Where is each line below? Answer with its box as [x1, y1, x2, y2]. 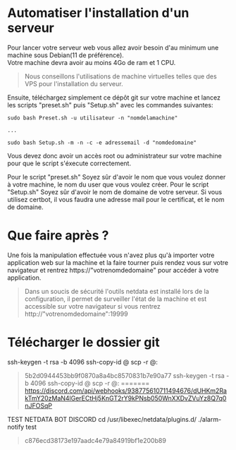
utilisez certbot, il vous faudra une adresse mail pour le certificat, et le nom [7, 195, 225, 203]
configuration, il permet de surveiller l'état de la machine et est [24, 295, 207, 303]
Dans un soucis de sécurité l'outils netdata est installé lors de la [24, 287, 209, 295]
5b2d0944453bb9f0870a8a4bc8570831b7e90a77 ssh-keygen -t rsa [24, 371, 225, 379]
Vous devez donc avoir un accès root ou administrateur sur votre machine [7, 151, 222, 160]
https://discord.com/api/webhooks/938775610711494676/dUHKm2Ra [24, 386, 228, 395]
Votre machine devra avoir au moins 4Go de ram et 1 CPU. [7, 58, 176, 66]
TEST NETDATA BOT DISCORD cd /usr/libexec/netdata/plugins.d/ [7, 415, 197, 423]
